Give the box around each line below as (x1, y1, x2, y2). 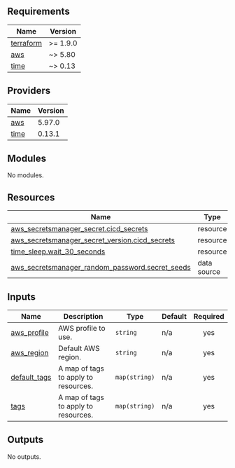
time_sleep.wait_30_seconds (10, 247, 106, 256)
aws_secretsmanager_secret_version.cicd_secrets (10, 235, 175, 245)
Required (193, 312, 225, 322)
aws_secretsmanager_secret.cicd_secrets (10, 224, 148, 234)
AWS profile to (58, 324, 106, 333)
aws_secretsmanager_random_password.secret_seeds (10, 263, 191, 273)
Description (63, 312, 104, 322)
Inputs (7, 291, 36, 303)
